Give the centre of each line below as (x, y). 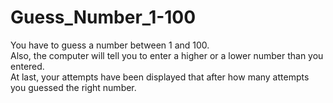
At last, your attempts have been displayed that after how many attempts (160, 77)
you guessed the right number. (73, 87)
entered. (27, 66)
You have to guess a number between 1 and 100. (110, 45)
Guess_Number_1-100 (103, 17)
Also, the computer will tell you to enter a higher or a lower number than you (167, 55)
